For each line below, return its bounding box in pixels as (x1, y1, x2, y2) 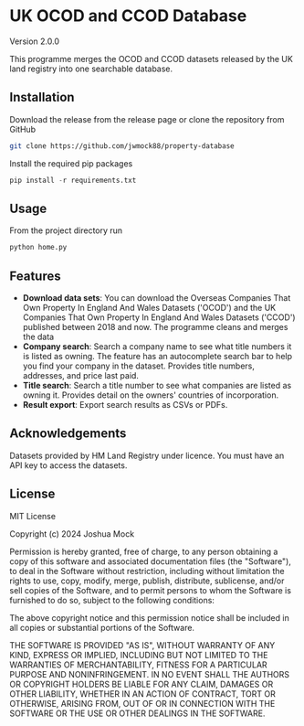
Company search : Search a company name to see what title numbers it (22, 341, 292, 352)
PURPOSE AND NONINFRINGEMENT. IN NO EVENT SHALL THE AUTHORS (9, 668, 290, 679)
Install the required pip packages (9, 157, 133, 169)
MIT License (9, 510, 57, 521)
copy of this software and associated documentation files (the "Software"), (9, 555, 292, 567)
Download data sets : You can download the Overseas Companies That (22, 293, 291, 303)
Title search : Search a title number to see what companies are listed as (22, 380, 292, 390)
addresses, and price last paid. (22, 370, 140, 380)
